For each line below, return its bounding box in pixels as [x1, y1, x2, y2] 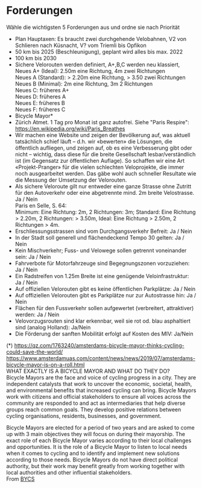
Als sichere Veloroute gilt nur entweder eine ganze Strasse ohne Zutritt [14, 182, 192, 190]
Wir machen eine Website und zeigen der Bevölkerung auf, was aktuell [14, 131, 191, 139]
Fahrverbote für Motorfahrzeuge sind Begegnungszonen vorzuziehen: [14, 259, 190, 267]
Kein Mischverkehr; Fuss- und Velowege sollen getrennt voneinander [14, 247, 187, 254]
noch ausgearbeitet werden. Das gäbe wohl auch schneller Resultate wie [14, 170, 197, 177]
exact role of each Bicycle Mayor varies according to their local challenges [6, 437, 192, 444]
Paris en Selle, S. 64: [14, 201, 67, 209]
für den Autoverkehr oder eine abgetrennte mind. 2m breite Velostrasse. [14, 189, 195, 196]
